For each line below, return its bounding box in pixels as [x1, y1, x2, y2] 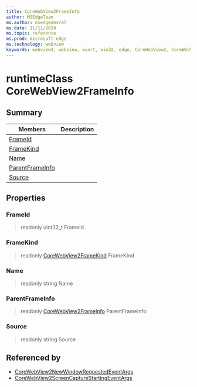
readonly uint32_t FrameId [20, 224, 84, 231]
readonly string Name [20, 280, 73, 287]
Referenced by [6, 353, 61, 363]
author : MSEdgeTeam [6, 14, 54, 20]
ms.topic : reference [6, 30, 57, 36]
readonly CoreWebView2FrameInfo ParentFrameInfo [20, 308, 147, 315]
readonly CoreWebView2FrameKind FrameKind [20, 252, 135, 259]
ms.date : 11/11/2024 [6, 25, 57, 31]
